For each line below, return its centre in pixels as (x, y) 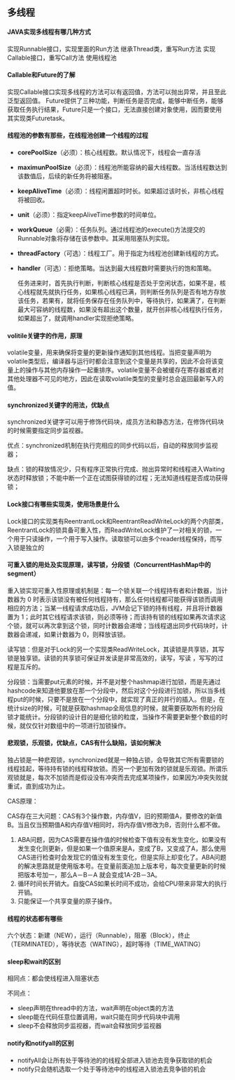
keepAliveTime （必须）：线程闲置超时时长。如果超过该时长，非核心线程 (121, 191)
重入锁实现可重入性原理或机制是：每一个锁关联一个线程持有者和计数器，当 (114, 590)
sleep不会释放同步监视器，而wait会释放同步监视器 (90, 1026)
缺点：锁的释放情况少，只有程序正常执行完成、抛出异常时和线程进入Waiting (116, 469)
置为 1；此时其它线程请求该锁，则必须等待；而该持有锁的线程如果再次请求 (114, 617)
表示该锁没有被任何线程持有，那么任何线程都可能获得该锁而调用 (131, 599)
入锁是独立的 (26, 547)
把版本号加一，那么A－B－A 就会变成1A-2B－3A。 (89, 875)
